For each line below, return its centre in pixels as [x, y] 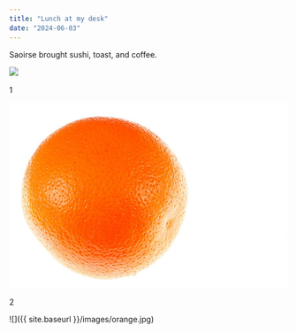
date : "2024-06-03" [45, 28]
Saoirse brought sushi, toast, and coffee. [83, 54]
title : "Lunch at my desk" [59, 19]
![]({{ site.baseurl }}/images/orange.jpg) [82, 320]
